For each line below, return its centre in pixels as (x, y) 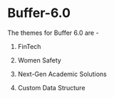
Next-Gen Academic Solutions (62, 74)
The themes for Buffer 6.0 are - (53, 33)
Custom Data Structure (51, 87)
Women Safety (40, 60)
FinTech (29, 46)
